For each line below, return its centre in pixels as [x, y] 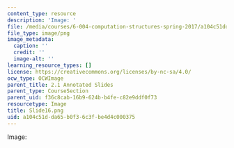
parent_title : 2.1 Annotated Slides [60, 85]
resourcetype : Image [37, 104]
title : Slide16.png [36, 110]
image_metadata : [31, 40]
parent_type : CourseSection [48, 91]
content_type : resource [42, 14]
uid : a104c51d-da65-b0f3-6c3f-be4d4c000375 [71, 117]
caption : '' [31, 46]
